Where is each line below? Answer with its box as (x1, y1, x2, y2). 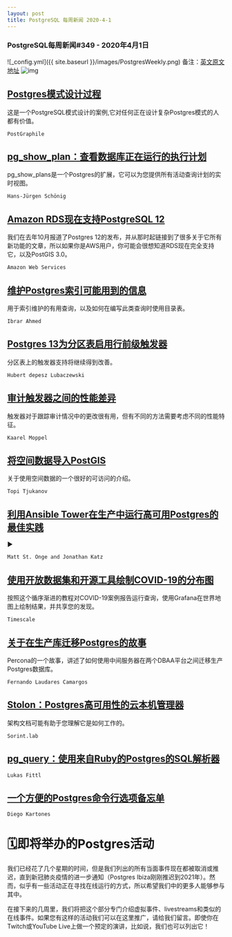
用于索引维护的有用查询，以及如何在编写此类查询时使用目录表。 (7, 305, 188, 313)
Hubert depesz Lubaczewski (7, 371, 85, 378)
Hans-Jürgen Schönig (7, 193, 67, 200)
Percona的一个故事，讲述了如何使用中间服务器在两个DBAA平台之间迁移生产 (7, 656, 223, 664)
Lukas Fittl (7, 771, 41, 779)
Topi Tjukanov (7, 488, 48, 495)
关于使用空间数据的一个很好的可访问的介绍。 (7, 474, 135, 483)
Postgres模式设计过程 (7, 88, 101, 100)
